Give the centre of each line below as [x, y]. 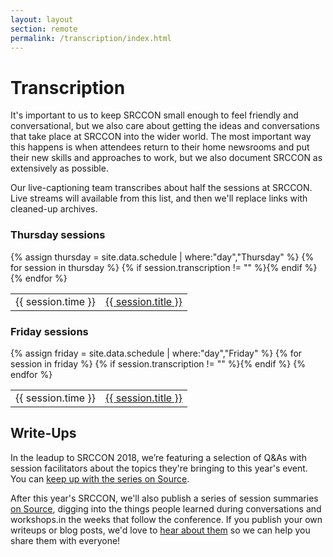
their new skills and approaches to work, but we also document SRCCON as [166, 158]
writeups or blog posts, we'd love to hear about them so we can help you [160, 530]
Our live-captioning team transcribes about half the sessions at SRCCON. [161, 188]
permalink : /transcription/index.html [91, 38]
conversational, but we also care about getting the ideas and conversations [165, 126]
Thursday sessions [58, 235]
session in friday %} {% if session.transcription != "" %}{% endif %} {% [158, 363]
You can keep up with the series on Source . [100, 478]
